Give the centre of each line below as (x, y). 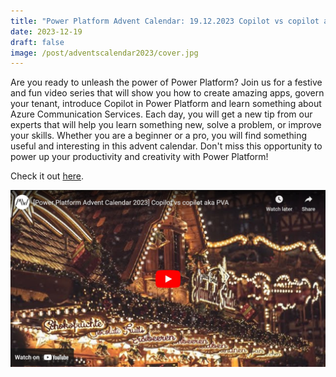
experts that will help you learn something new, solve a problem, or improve (166, 125)
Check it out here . (47, 176)
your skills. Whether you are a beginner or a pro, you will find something (158, 136)
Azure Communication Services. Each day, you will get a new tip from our (161, 114)
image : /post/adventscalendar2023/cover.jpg (104, 53)
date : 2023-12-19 (46, 31)
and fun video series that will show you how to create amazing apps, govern (167, 93)
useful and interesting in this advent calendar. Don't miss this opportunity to (166, 146)
